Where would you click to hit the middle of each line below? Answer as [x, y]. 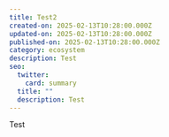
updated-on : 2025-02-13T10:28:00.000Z [81, 34]
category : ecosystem [47, 50]
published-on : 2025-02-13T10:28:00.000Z [85, 42]
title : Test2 [33, 17]
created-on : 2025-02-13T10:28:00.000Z [81, 26]
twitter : [33, 75]
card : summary [51, 83]
